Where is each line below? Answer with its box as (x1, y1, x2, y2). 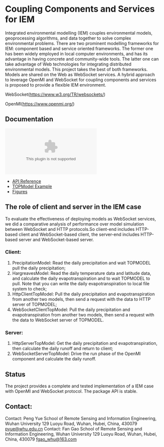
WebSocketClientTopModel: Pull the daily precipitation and (12, 307, 130, 313)
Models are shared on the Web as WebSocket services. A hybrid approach (5, 71, 155, 77)
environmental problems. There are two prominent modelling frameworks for (5, 40, 159, 46)
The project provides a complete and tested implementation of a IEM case (5, 383, 154, 389)
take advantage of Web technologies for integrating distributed (5, 61, 132, 67)
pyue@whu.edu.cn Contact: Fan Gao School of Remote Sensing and (5, 425, 143, 431)
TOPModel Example (12, 183, 52, 189)
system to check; (12, 286, 47, 291)
